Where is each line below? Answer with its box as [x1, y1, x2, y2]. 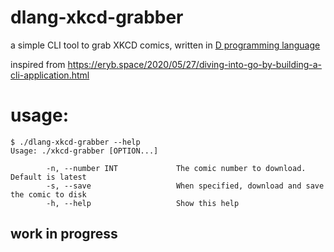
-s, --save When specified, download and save [46, 181, 325, 191]
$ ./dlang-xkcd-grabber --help [10, 137, 141, 147]
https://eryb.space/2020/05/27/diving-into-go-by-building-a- [67, 58, 323, 70]
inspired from [10, 58, 66, 70]
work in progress [10, 226, 118, 243]
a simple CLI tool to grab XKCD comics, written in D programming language [10, 39, 321, 51]
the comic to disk [10, 189, 87, 200]
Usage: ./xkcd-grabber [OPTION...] [10, 146, 159, 156]
